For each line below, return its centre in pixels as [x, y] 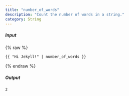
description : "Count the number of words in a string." [65, 14]
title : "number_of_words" [32, 10]
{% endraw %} [21, 66]
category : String [23, 19]
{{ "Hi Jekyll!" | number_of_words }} [46, 57]
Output [13, 77]
